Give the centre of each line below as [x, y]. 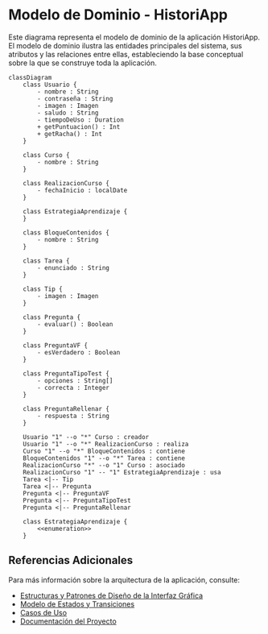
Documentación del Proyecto [68, 621]
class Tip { [43, 289]
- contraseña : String [75, 98]
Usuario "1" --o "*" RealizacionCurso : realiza [106, 444]
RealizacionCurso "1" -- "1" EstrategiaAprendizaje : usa [122, 472]
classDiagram [30, 77]
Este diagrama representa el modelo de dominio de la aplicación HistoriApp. [134, 37]
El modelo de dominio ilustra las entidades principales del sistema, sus [126, 45]
